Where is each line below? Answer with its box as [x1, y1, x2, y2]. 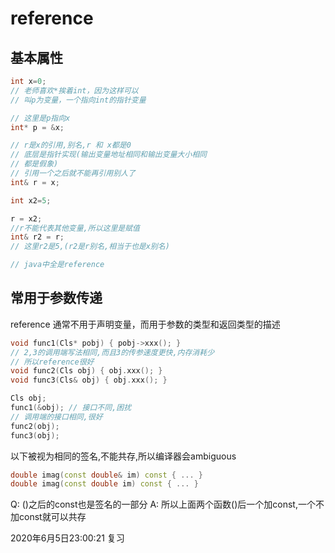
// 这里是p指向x [10, 113, 71, 123]
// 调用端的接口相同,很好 [10, 412, 103, 422]
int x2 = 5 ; [10, 195, 52, 206]
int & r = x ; [10, 177, 60, 187]
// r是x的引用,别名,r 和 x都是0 [10, 140, 132, 151]
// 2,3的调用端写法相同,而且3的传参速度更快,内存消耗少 [10, 347, 215, 357]
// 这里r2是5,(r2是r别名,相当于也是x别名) [10, 242, 170, 252]
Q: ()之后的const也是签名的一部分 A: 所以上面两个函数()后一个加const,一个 [10, 498, 316, 511]
